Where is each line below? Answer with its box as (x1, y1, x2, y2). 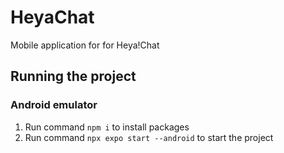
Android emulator (10, 98, 98, 112)
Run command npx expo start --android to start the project (24, 131, 274, 143)
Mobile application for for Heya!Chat (10, 39, 160, 51)
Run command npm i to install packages (24, 121, 190, 133)
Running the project (10, 68, 137, 85)
